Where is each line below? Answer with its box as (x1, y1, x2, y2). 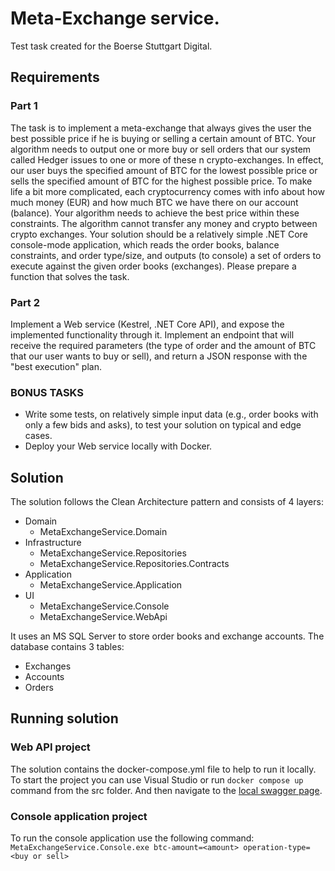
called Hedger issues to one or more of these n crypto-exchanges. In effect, (10, 153, 324, 166)
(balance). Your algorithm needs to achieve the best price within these (10, 207, 300, 219)
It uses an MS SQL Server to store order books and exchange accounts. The (10, 630, 325, 642)
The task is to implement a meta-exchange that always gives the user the (10, 122, 312, 134)
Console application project (10, 809, 148, 823)
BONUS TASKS (10, 385, 84, 399)
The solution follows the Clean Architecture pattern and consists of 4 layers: (10, 496, 324, 508)
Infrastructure (24, 537, 82, 549)
